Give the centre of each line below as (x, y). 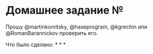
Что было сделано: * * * (36, 45)
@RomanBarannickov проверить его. (52, 33)
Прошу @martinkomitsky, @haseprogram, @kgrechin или (76, 27)
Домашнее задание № (65, 10)
